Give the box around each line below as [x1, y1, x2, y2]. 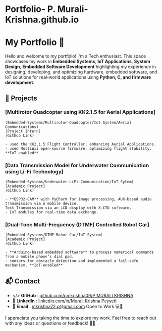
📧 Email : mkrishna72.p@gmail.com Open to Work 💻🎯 [12, 304, 123, 310]
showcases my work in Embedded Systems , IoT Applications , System [5, 59, 150, 65]
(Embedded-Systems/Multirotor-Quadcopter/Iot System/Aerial [5, 120, 132, 125]
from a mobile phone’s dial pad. [5, 254, 74, 259]
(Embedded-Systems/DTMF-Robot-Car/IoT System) [5, 232, 103, 238]
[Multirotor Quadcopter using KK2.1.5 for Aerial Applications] [5, 109, 156, 116]
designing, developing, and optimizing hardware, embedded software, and [5, 69, 158, 75]
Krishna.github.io [5, 14, 79, 25]
